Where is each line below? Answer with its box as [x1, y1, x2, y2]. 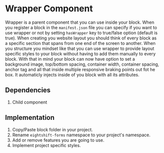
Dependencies [5, 86, 51, 94]
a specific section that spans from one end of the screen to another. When [5, 40, 156, 46]
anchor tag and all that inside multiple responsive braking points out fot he [5, 66, 156, 72]
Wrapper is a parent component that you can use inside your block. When [5, 19, 155, 25]
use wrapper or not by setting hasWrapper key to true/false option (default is [5, 30, 158, 36]
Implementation [5, 114, 55, 122]
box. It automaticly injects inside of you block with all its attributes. [5, 72, 139, 77]
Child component [12, 99, 48, 105]
